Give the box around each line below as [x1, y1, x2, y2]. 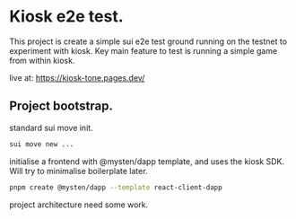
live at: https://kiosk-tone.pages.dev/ [9, 72, 145, 83]
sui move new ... [9, 139, 74, 149]
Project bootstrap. [9, 99, 114, 114]
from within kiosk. [9, 55, 75, 66]
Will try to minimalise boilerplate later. [9, 165, 148, 176]
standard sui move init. [9, 122, 93, 133]
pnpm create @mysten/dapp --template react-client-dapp [9, 182, 222, 192]
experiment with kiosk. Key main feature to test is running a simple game [9, 45, 278, 56]
